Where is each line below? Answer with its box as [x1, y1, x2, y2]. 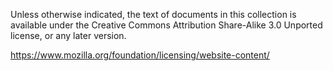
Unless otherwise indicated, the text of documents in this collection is [10, 9, 297, 20]
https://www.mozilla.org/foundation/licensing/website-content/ [10, 49, 270, 61]
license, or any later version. [10, 30, 127, 41]
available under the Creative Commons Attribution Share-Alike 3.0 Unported [10, 19, 323, 31]
